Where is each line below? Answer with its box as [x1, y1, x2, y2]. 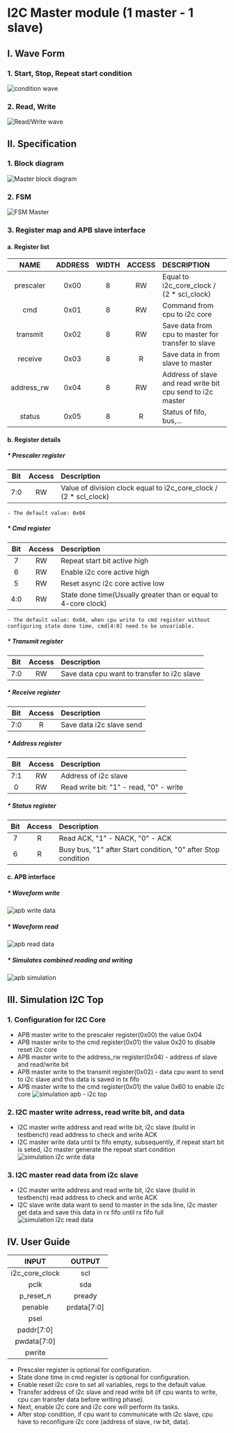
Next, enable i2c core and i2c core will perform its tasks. [17, 1403, 180, 1411]
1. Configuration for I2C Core [7, 1014, 107, 1024]
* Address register [7, 739, 62, 748]
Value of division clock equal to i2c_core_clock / [60, 483, 218, 493]
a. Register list [7, 242, 50, 251]
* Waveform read [7, 922, 59, 930]
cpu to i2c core [162, 309, 212, 319]
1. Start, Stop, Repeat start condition [7, 68, 132, 78]
